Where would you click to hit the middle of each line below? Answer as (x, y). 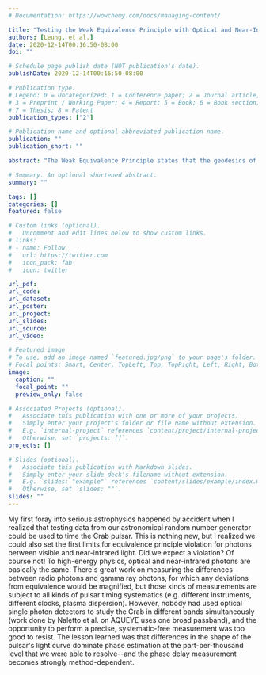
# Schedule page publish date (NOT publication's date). (104, 67)
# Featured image (37, 350)
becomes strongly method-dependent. (71, 662)
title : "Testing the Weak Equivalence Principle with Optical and (120, 30)
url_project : (30, 314)
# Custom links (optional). (55, 226)
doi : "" (21, 52)
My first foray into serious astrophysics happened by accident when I (121, 519)
